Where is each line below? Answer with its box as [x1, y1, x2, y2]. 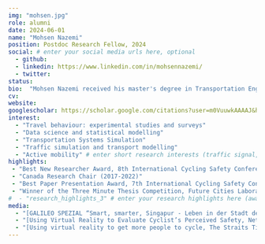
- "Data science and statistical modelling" [15, 128, 164, 136]
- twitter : [15, 70, 51, 78]
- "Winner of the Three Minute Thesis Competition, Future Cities [11, 187, 235, 195]
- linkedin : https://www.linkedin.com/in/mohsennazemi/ [15, 63, 203, 71]
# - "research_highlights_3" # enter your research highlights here [8, 194, 242, 202]
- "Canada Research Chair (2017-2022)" [11, 172, 144, 181]
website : [8, 99, 37, 107]
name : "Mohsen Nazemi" [8, 33, 83, 42]
